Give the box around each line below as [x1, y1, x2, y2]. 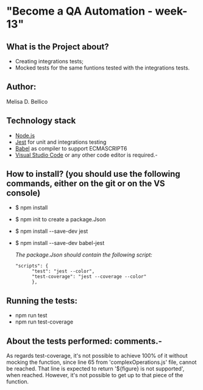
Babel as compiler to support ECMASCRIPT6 [15, 144, 127, 152]
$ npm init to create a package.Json [15, 216, 106, 223]
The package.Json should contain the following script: [15, 251, 152, 258]
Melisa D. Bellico [6, 97, 48, 105]
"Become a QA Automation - [6, 4, 153, 18]
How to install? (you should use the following [6, 169, 181, 179]
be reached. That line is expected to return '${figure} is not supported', [6, 365, 185, 372]
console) [6, 188, 41, 199]
